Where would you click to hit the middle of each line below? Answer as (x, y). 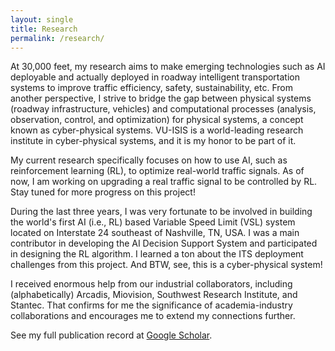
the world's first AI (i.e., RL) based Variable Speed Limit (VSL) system (153, 222)
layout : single (42, 19)
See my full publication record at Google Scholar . (111, 335)
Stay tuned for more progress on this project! (103, 192)
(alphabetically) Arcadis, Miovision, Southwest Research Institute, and (154, 295)
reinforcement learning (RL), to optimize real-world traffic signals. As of (157, 171)
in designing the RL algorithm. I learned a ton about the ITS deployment (157, 254)
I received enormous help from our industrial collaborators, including (151, 284)
